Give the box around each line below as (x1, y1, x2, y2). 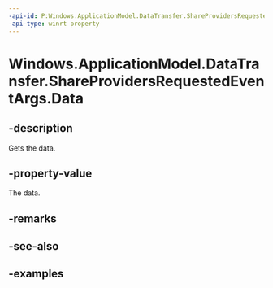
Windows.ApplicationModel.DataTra (8, 55, 260, 73)
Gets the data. (8, 143, 56, 153)
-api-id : (8, 11, 38, 20)
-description (8, 121, 73, 135)
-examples (8, 267, 64, 281)
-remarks (8, 212, 57, 225)
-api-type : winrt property (8, 20, 100, 28)
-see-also (8, 239, 59, 253)
